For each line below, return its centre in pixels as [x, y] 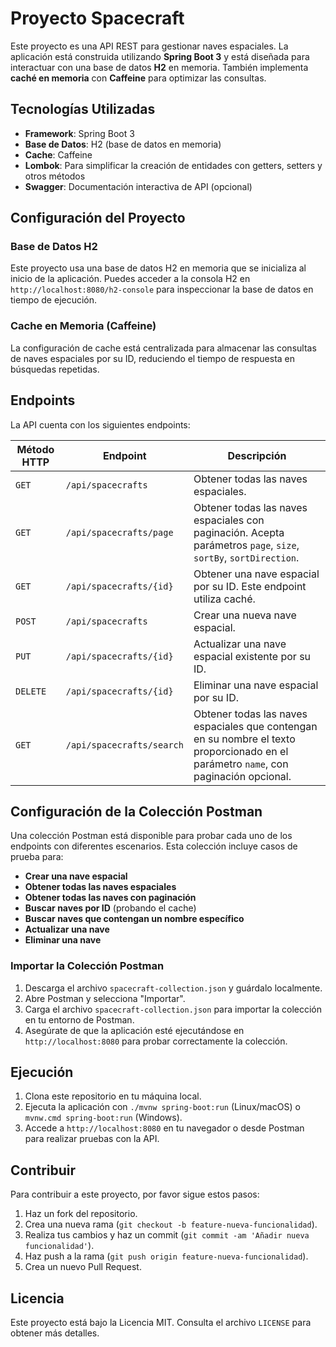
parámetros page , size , [246, 545]
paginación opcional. [242, 776]
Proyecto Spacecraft [97, 18]
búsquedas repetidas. [55, 369]
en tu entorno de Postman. [79, 1019]
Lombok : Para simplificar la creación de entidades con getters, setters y [173, 165]
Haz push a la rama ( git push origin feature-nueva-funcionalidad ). [166, 1256]
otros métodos [55, 176]
